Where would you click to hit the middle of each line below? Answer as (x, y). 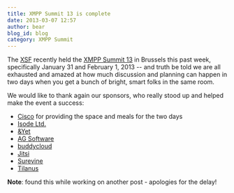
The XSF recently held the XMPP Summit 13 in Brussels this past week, (109, 59)
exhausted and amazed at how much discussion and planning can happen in (117, 75)
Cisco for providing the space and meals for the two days (100, 117)
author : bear (26, 27)
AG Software (36, 139)
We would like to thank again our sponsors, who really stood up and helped (116, 96)
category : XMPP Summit (40, 40)
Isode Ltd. (32, 124)
